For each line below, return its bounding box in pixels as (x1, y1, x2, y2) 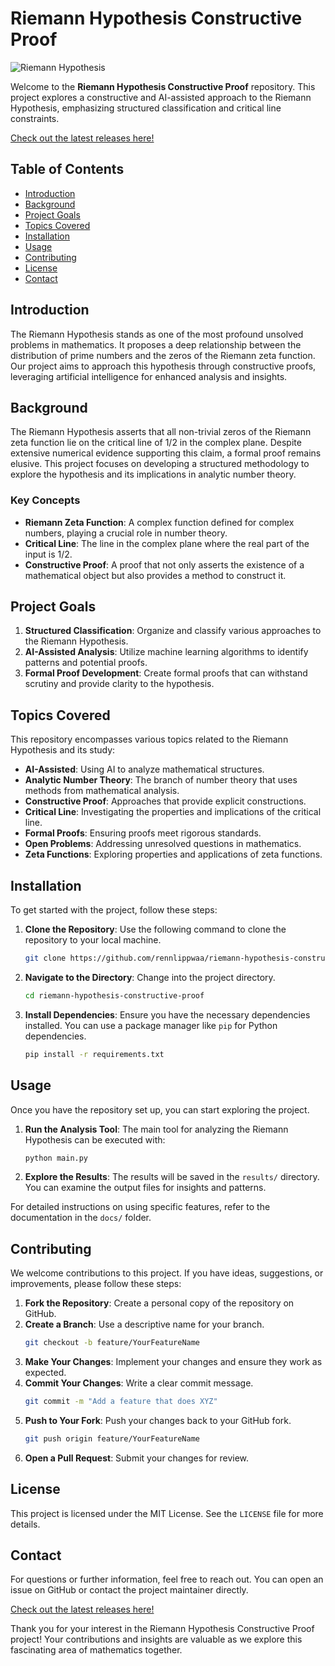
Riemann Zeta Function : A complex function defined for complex (24, 516, 295, 528)
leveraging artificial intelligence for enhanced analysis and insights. (10, 370, 288, 382)
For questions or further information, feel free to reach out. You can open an (10, 1573, 324, 1586)
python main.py (24, 1153, 89, 1163)
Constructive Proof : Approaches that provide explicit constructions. (24, 795, 307, 807)
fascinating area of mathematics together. (10, 1644, 183, 1656)
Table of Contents (10, 161, 125, 178)
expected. (24, 1367, 67, 1379)
